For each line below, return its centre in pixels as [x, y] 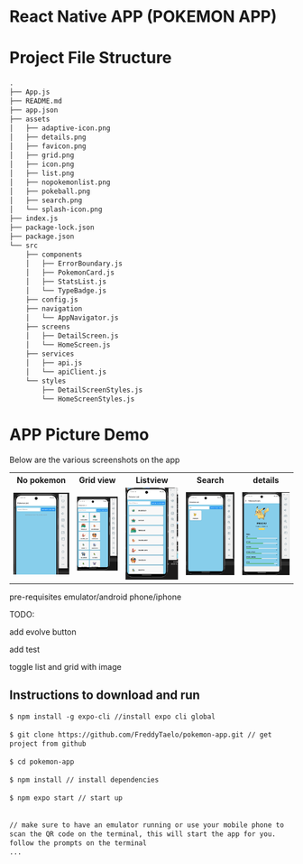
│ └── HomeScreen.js [68, 345]
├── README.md [36, 101]
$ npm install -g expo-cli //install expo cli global [113, 717]
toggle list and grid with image [65, 666]
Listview [152, 479]
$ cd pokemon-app [42, 762]
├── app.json [34, 110]
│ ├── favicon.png [48, 146]
